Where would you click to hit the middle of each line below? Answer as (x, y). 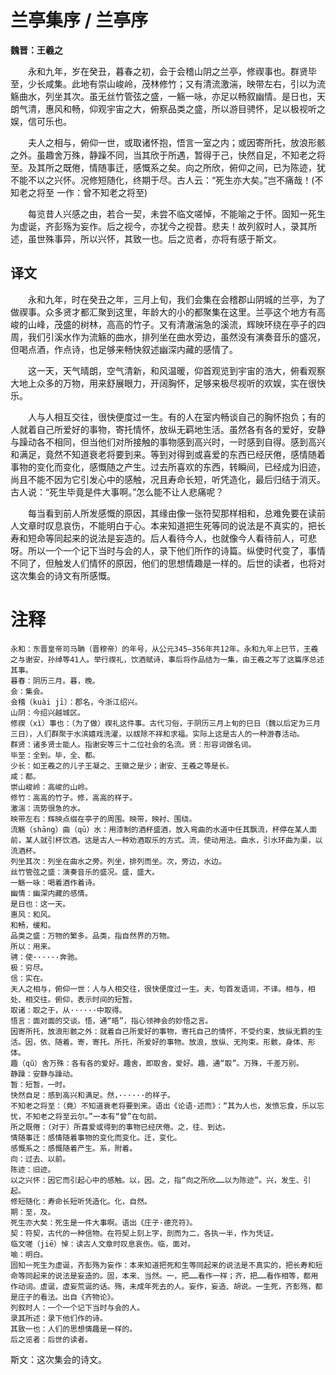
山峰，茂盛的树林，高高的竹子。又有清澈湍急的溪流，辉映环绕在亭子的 (172, 324)
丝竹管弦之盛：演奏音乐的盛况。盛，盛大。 (85, 872)
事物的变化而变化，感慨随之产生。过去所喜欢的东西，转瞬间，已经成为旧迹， (168, 467)
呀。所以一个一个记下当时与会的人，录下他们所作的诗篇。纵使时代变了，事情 (168, 550)
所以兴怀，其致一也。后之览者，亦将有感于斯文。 (180, 238)
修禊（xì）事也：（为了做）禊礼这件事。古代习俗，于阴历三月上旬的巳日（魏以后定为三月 (165, 723)
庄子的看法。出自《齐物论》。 (68, 1297)
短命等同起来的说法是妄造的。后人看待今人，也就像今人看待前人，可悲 (172, 538)
